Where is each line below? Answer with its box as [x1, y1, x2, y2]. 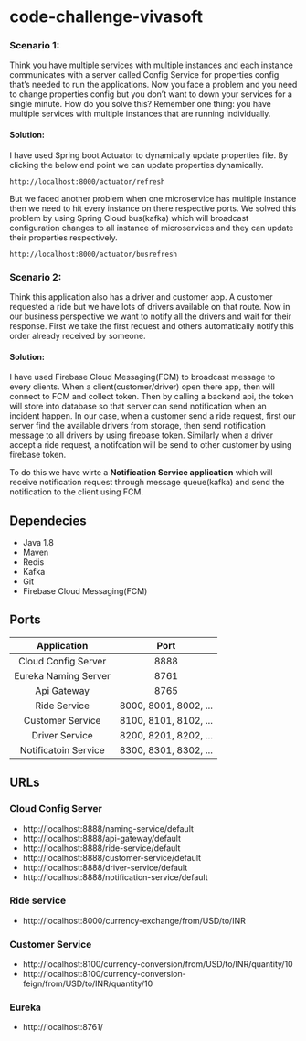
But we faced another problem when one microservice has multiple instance [9, 193, 297, 204]
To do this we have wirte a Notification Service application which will [9, 467, 273, 478]
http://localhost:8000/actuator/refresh [9, 176, 166, 186]
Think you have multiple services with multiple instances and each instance [9, 59, 294, 70]
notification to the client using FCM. [9, 486, 144, 497]
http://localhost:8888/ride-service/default [22, 843, 181, 854]
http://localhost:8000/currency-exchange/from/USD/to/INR [22, 915, 247, 926]
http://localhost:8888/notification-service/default [22, 871, 208, 883]
